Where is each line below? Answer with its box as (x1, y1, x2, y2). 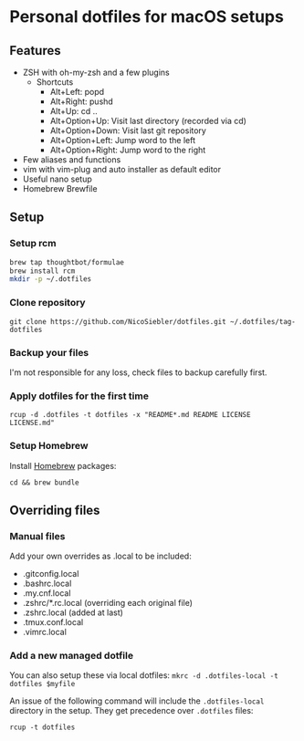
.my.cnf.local (22, 588, 71, 599)
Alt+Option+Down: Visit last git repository (49, 125, 207, 136)
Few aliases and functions (22, 154, 121, 165)
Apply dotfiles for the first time (9, 390, 149, 402)
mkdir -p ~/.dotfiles (9, 275, 92, 284)
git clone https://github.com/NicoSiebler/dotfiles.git (9, 317, 226, 326)
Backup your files (9, 346, 89, 359)
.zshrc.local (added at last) (22, 607, 123, 618)
